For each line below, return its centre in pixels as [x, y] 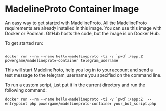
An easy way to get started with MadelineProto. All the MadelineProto [76, 23]
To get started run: [24, 43]
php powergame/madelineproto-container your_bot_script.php [93, 103]
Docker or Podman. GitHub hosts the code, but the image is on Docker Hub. [83, 33]
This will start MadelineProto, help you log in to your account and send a [79, 70]
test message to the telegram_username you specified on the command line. [83, 75]
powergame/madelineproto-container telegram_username [62, 60]
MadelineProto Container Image [72, 9]
